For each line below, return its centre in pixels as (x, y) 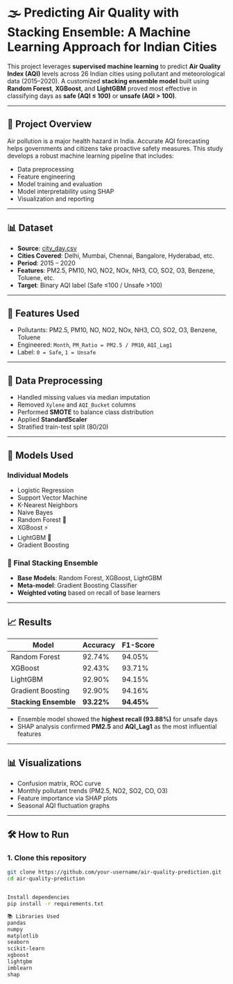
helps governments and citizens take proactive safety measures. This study (115, 148)
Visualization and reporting (56, 199)
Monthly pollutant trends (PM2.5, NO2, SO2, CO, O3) (93, 790)
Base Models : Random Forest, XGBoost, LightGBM (89, 578)
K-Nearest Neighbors (48, 505)
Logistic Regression (45, 490)
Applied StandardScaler (52, 420)
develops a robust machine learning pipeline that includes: (91, 156)
